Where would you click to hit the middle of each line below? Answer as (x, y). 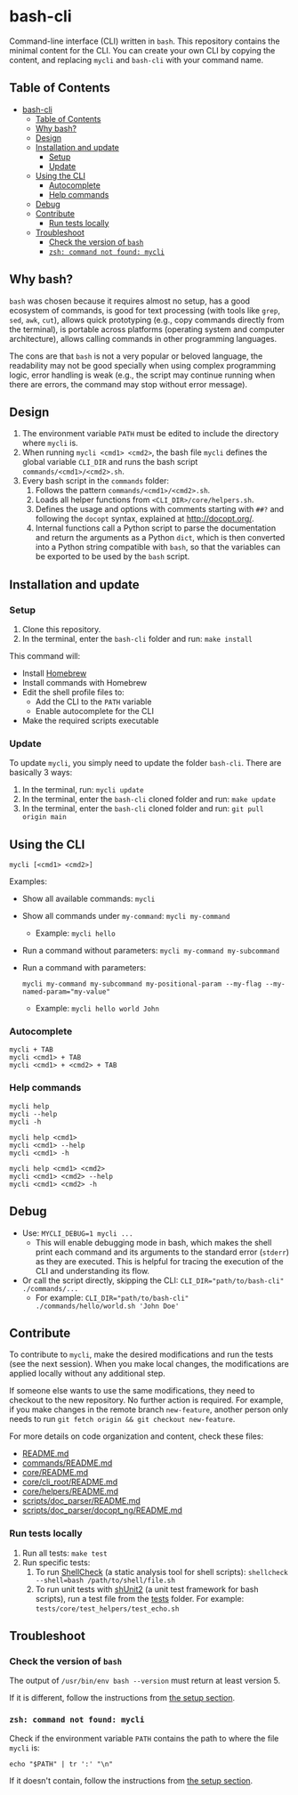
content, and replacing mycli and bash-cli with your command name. (137, 60)
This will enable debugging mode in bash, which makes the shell (153, 1242)
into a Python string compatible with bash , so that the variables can (158, 547)
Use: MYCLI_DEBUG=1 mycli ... (77, 1233)
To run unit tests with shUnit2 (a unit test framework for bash (147, 1589)
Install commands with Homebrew (85, 683)
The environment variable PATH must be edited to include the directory (150, 434)
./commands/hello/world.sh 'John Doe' (107, 1306)
